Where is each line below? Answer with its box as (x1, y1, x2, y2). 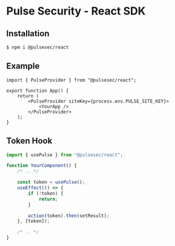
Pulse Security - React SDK (6, 4, 146, 18)
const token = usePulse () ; (17, 180, 85, 186)
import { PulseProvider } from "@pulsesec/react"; (6, 77, 137, 83)
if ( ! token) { (28, 190, 64, 196)
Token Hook (6, 136, 53, 146)
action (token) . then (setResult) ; (28, 213, 110, 219)
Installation (6, 28, 50, 39)
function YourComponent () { (6, 163, 78, 169)
